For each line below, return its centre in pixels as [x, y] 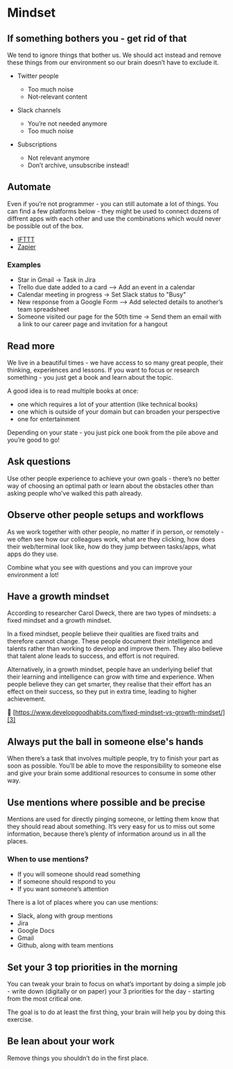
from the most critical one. [45, 999]
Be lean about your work [61, 1042]
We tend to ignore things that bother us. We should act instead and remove [114, 55]
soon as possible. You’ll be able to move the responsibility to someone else [114, 766]
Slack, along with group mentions [65, 916]
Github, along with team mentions [65, 945]
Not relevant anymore [59, 158]
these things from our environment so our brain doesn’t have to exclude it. [113, 62]
